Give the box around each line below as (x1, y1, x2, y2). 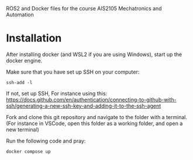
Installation (6, 32, 62, 45)
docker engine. (6, 57, 43, 64)
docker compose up (6, 148, 51, 154)
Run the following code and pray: (6, 137, 86, 144)
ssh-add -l (6, 79, 33, 85)
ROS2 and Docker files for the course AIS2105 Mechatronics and (6, 5, 162, 12)
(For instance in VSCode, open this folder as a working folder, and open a (6, 120, 183, 127)
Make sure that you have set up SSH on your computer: (6, 68, 140, 75)
